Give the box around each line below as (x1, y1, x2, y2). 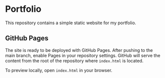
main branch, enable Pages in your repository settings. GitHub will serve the (5, 52, 161, 58)
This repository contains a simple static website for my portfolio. (5, 20, 136, 26)
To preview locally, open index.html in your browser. (5, 67, 112, 73)
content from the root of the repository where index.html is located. (5, 58, 144, 64)
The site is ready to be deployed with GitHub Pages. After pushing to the (5, 47, 153, 53)
